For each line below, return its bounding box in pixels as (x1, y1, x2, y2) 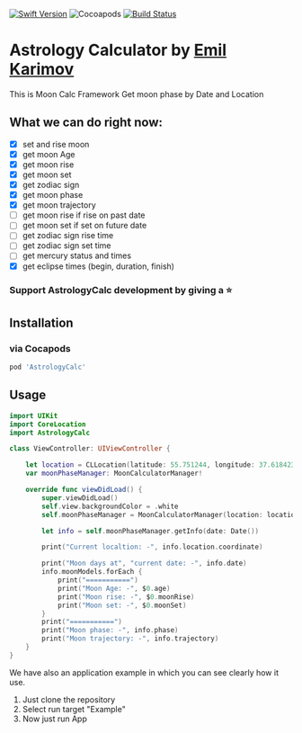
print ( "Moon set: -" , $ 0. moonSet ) (57, 601, 187, 610)
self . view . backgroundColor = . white (41, 502, 179, 511)
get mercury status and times (22, 250, 132, 261)
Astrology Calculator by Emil (9, 40, 227, 60)
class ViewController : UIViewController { (9, 444, 171, 453)
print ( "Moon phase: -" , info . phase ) (41, 626, 179, 635)
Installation (9, 315, 74, 330)
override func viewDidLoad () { (25, 486, 143, 495)
